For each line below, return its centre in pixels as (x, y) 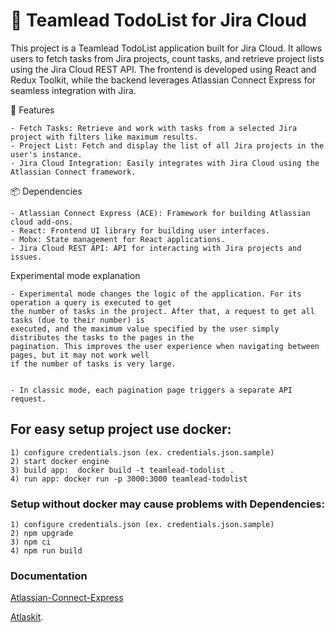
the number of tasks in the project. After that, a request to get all (162, 311)
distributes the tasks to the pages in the (102, 337)
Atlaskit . (27, 617)
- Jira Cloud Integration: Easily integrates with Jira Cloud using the (165, 163)
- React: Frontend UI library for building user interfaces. (140, 230)
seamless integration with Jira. (73, 90)
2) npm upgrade (42, 534)
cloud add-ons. (42, 222)
